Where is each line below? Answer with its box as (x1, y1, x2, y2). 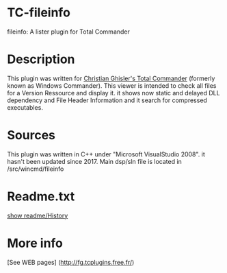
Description (7, 51, 75, 67)
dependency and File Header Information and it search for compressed (7, 96, 207, 104)
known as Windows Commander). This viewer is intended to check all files (7, 81, 217, 90)
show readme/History (7, 211, 68, 219)
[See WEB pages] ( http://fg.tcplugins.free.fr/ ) (7, 258, 135, 266)
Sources (7, 128, 56, 143)
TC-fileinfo (7, 5, 70, 21)
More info (7, 235, 64, 251)
